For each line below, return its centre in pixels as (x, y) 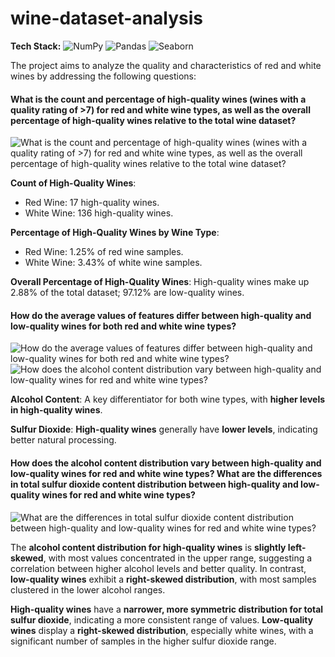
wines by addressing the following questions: (103, 76)
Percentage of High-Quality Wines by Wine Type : (115, 233)
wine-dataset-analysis (107, 18)
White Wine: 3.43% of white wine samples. (113, 263)
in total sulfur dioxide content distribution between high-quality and (154, 484)
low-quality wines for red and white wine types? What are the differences (166, 473)
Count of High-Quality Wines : (73, 183)
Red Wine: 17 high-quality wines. (92, 203)
